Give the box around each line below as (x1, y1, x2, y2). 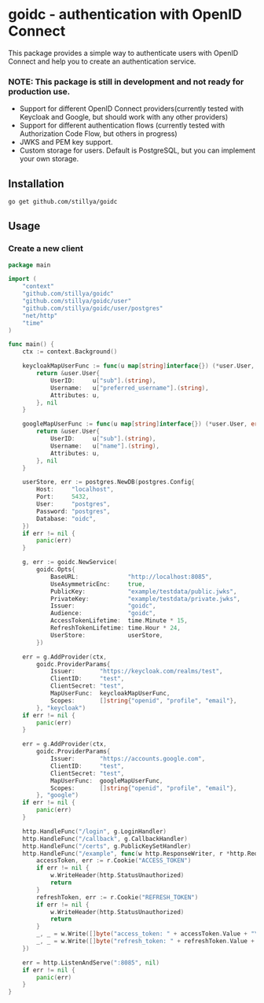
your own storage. (19, 154, 79, 164)
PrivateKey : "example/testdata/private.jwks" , (49, 595, 241, 603)
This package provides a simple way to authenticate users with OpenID (8, 48, 239, 57)
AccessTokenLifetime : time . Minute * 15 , (49, 617, 189, 625)
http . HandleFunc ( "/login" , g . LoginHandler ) (22, 828, 167, 835)
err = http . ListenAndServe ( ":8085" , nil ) (22, 958, 159, 967)
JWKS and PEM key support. (19, 138, 113, 147)
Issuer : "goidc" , (49, 602, 156, 610)
